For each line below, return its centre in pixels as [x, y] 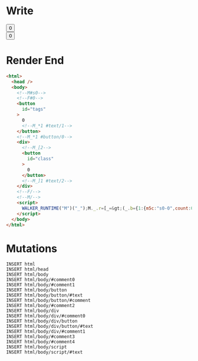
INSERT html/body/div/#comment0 [46, 316]
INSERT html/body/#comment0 [41, 280]
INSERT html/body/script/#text [44, 352]
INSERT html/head [27, 270]
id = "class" [41, 159]
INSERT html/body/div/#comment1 [46, 332]
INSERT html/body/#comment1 [41, 285]
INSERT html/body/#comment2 [41, 306]
